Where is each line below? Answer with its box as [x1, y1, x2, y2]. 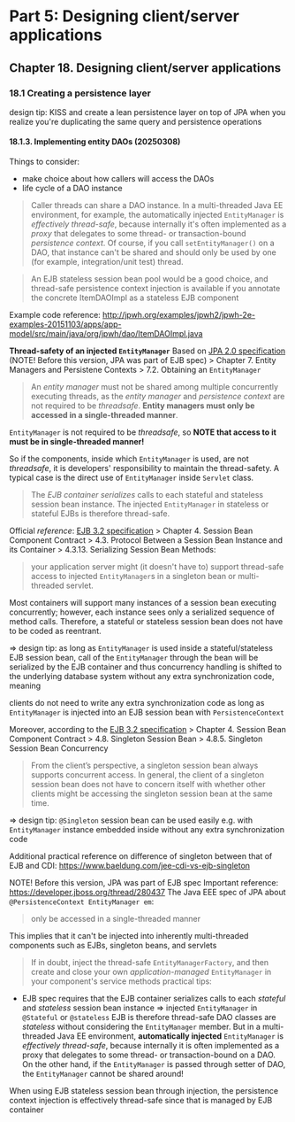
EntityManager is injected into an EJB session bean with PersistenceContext [9, 707, 284, 718]
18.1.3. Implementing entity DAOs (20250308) [9, 136, 181, 147]
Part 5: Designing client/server [9, 6, 240, 27]
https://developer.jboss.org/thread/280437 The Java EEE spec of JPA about [9, 887, 286, 898]
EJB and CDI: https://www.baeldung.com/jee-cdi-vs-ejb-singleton [9, 861, 250, 871]
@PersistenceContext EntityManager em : [9, 896, 155, 907]
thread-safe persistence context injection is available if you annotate [30, 283, 281, 294]
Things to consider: [9, 157, 80, 167]
